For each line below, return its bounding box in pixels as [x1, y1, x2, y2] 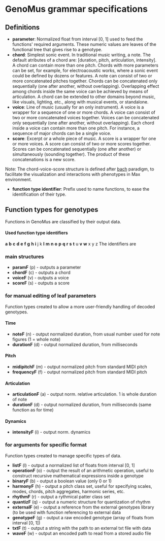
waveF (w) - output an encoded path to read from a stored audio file [12, 530, 151, 536]
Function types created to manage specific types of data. [5, 452, 122, 459]
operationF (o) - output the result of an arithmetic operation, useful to [12, 467, 154, 473]
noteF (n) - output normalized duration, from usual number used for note [12, 331, 160, 337]
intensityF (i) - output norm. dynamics [12, 429, 91, 435]
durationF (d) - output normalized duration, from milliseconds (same [12, 402, 152, 407]
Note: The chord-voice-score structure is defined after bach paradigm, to [5, 166, 154, 172]
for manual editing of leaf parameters [5, 292, 97, 299]
